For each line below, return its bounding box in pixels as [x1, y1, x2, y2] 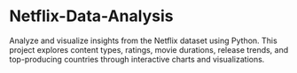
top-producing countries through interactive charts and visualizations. [9, 54, 265, 64]
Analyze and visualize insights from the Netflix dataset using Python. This [9, 35, 277, 46]
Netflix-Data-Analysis [9, 6, 174, 26]
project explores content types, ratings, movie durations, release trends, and [9, 44, 289, 55]
